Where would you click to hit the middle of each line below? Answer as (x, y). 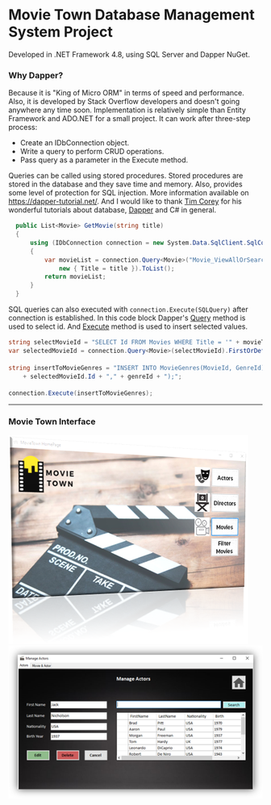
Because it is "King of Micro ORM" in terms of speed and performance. (126, 93)
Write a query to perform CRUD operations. (92, 152)
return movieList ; (75, 277)
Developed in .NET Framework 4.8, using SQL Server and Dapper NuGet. (129, 54)
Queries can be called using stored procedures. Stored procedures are (126, 176)
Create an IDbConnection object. (75, 143)
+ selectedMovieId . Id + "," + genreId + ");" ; (102, 376)
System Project (60, 32)
